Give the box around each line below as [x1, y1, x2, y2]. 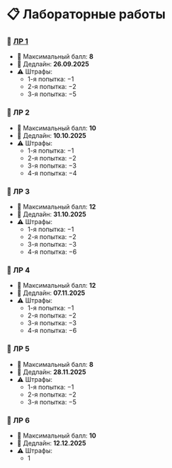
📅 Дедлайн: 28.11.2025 [16, 368, 86, 376]
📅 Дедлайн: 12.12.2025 [16, 438, 86, 447]
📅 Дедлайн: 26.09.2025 [16, 60, 89, 69]
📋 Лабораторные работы [6, 6, 166, 23]
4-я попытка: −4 [27, 168, 77, 177]
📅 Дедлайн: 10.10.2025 [16, 131, 86, 139]
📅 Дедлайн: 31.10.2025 [16, 210, 86, 218]
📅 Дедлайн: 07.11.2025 [16, 288, 86, 298]
